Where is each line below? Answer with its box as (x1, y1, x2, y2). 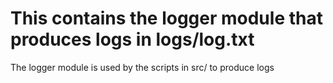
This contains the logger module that (10, 7, 323, 30)
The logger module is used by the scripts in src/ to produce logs (10, 61, 275, 73)
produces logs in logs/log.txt (10, 28, 255, 51)
